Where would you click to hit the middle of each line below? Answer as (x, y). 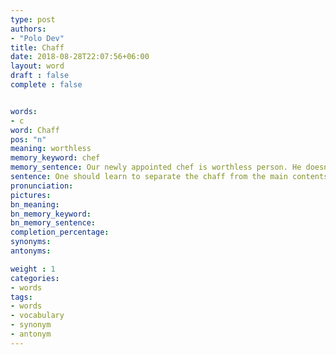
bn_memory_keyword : (51, 214)
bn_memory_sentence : (53, 223)
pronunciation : (42, 186)
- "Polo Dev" (37, 38)
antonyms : (31, 251)
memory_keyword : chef (55, 158)
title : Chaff (37, 47)
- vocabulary (37, 316)
